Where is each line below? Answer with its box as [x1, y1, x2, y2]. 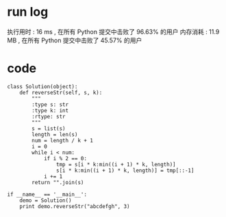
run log [7, 4, 49, 20]
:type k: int [32, 107, 69, 114]
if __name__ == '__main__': [7, 191, 88, 198]
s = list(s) [32, 125, 66, 132]
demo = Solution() [19, 196, 72, 204]
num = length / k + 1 [32, 137, 94, 144]
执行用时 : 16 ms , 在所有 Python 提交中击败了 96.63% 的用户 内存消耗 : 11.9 [7, 27, 220, 36]
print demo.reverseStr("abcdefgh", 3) [19, 203, 130, 209]
